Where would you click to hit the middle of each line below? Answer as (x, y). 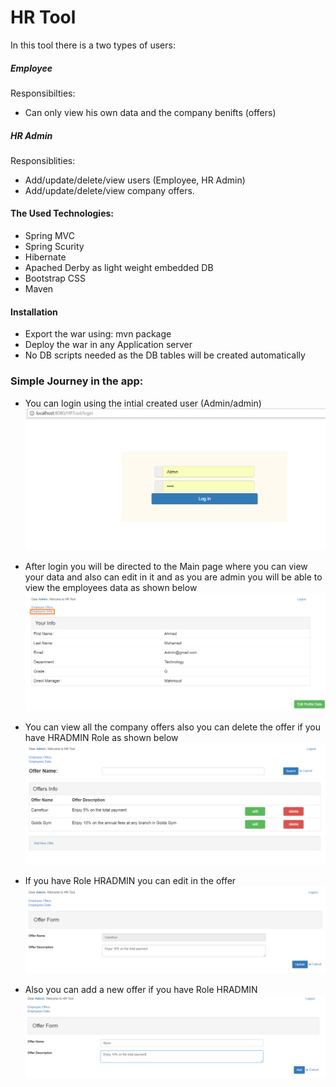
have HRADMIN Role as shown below (101, 737)
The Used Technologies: (62, 213)
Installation (34, 312)
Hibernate (45, 257)
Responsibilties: (43, 93)
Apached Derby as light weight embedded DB (119, 268)
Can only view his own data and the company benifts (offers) (150, 112)
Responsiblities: (43, 160)
